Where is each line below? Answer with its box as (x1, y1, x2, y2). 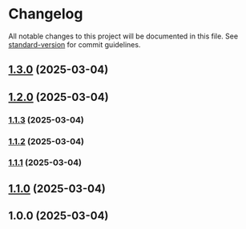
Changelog (8, 5, 83, 23)
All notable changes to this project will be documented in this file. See (8, 31, 239, 41)
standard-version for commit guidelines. (8, 39, 141, 49)
